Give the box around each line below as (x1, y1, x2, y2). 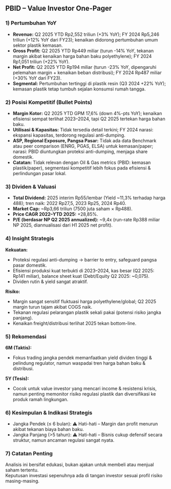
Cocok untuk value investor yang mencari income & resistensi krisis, (12, 385, 157, 391)
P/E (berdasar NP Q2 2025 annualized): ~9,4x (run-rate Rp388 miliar (12, 217, 160, 223)
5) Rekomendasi (5, 333, 47, 340)
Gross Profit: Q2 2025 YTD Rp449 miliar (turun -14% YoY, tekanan (12, 47, 154, 53)
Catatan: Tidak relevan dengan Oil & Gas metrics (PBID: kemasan (12, 159, 151, 165)
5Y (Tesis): (5, 375, 29, 382)
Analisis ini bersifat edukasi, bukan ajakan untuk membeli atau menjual (5, 462, 154, 468)
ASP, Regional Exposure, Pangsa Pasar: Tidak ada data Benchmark (12, 137, 157, 143)
